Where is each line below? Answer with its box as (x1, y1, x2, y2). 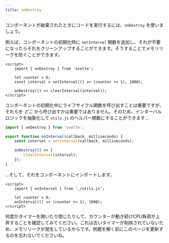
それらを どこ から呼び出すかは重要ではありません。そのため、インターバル (5, 108, 162, 114)
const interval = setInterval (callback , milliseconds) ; (14, 138, 135, 144)
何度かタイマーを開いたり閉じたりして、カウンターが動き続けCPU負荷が (5, 213, 156, 219)
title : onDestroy (5, 7, 42, 13)
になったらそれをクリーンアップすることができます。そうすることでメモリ (5, 45, 159, 51)
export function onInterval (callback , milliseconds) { (5, 134, 123, 139)
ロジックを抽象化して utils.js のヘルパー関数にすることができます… (5, 115, 149, 121)
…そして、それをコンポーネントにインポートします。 (5, 171, 115, 177)
